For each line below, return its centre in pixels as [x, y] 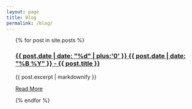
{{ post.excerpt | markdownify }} [56, 77]
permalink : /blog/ [29, 23]
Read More [29, 88]
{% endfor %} [33, 100]
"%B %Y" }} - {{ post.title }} [57, 64]
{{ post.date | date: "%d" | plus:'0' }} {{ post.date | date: [100, 56]
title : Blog [21, 18]
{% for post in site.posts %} [50, 41]
